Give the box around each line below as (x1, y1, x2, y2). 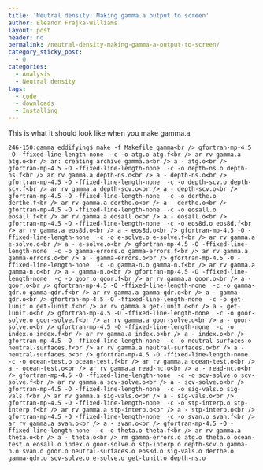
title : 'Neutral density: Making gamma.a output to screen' (8, 11, 210, 20)
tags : (8, 84, 26, 93)
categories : (8, 63, 47, 71)
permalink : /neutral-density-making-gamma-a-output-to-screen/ (8, 41, 220, 49)
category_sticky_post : (8, 48, 83, 56)
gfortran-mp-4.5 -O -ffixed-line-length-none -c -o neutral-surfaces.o (8, 337, 252, 345)
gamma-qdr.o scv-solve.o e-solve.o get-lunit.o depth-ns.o (8, 454, 206, 462)
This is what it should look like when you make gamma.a (8, 129, 191, 138)
